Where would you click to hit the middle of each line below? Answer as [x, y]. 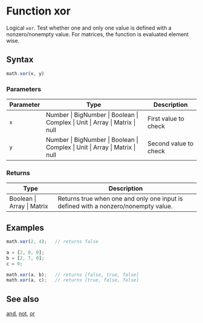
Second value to [170, 143]
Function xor [39, 11]
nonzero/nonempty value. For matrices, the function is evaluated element [98, 34]
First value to [166, 118]
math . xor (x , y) [25, 74]
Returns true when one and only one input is [120, 199]
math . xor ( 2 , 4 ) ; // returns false [52, 242]
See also [23, 299]
